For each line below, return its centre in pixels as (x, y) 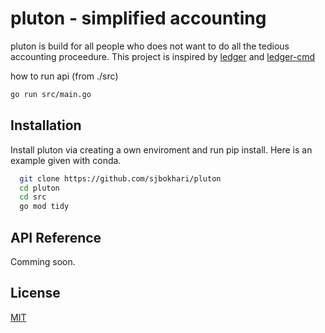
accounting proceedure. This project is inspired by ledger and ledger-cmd (163, 56)
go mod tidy (44, 207)
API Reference (56, 237)
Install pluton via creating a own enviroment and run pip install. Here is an (161, 149)
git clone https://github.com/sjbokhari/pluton (120, 178)
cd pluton (39, 188)
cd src (33, 197)
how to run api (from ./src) (64, 76)
